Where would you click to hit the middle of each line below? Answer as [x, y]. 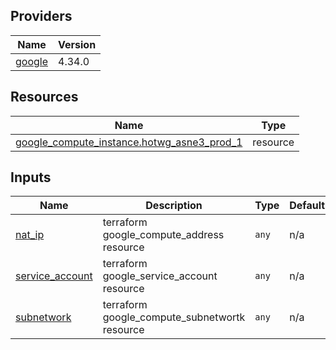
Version [77, 44]
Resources [44, 97]
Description [174, 206]
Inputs [31, 177]
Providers [41, 16]
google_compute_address [163, 235]
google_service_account [160, 276]
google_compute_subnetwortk [174, 317]
